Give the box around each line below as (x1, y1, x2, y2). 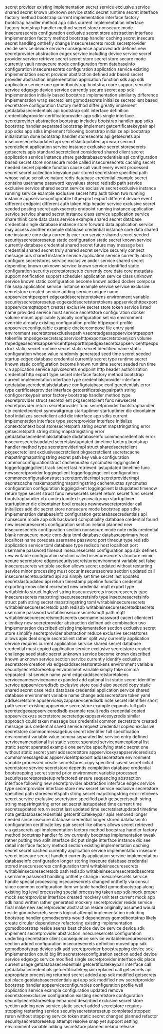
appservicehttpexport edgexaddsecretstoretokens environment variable (5, 294, 149, 300)
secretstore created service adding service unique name (5, 289, 119, 294)
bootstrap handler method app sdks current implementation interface (5, 19, 144, 25)
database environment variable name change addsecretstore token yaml (5, 693, 150, 698)
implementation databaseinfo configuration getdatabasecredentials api (5, 511, 147, 517)
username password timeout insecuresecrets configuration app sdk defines (5, 547, 157, 553)
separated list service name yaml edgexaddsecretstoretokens (5, 672, 129, 677)
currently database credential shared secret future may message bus (5, 242, 144, 248)
